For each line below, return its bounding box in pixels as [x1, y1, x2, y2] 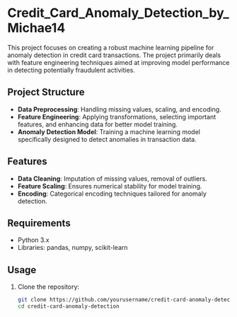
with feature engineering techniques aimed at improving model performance [7, 58, 230, 66]
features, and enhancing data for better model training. [17, 120, 178, 128]
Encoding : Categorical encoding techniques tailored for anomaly [17, 189, 207, 198]
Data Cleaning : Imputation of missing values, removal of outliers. [17, 174, 207, 183]
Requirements [7, 217, 71, 229]
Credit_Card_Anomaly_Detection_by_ [7, 5, 229, 21]
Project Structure [7, 86, 85, 98]
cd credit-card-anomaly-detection [17, 303, 120, 310]
